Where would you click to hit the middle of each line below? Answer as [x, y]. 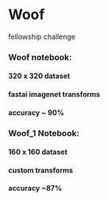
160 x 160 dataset [38, 152]
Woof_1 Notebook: [44, 133]
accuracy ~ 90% [37, 112]
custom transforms [41, 170]
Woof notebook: [40, 57]
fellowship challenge [42, 37]
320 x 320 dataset [39, 76]
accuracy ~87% [35, 188]
